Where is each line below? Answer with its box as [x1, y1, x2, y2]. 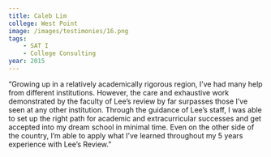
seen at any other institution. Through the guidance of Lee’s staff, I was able [8, 104, 262, 114]
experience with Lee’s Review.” [8, 139, 112, 149]
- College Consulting [23, 49, 96, 57]
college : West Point [8, 19, 79, 28]
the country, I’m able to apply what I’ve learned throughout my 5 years [8, 130, 243, 140]
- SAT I [23, 42, 49, 50]
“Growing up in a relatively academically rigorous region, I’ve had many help [8, 78, 263, 89]
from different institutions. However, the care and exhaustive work [8, 87, 230, 97]
